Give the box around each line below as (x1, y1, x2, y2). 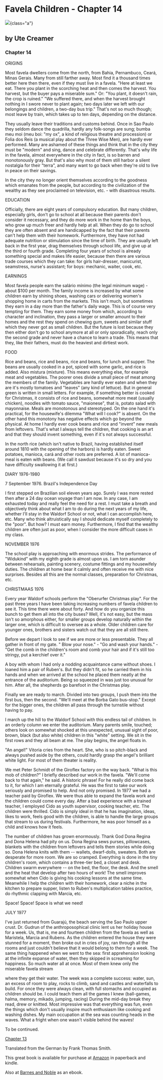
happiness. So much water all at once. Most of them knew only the (5, 960, 139, 967)
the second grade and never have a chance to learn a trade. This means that (5, 334, 159, 340)
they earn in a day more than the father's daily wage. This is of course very (5, 303, 156, 309)
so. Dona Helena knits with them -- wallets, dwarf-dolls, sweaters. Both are (5, 849, 156, 855)
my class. (5, 532, 24, 538)
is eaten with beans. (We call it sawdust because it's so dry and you (16, 456, 152, 462)
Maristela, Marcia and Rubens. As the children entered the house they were (5, 934, 156, 940)
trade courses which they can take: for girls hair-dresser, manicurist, (5, 258, 143, 264)
